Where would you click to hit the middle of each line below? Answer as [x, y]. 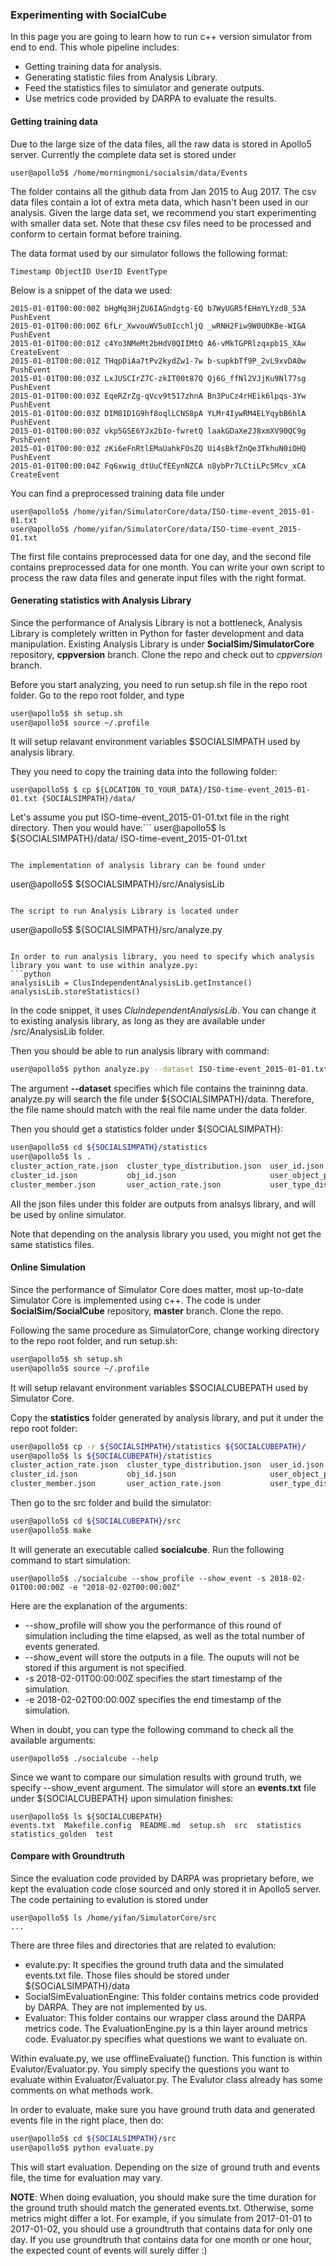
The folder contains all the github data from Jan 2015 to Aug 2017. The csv [163, 191]
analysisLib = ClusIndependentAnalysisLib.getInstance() [131, 983]
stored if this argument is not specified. [105, 1667]
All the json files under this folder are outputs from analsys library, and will [163, 1204]
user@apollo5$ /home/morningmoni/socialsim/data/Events [129, 173]
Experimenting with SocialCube [88, 15]
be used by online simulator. [68, 1214]
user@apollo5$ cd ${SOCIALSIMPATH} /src [93, 2138]
